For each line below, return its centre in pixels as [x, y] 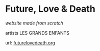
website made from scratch [34, 23]
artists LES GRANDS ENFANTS [37, 33]
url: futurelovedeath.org [30, 43]
